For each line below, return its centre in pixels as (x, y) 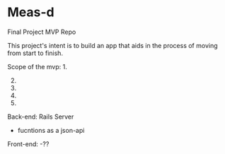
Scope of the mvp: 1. (37, 66)
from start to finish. (35, 53)
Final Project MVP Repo (42, 32)
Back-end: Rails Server (41, 117)
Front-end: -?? (28, 144)
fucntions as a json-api (51, 130)
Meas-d (31, 12)
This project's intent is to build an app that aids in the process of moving (112, 45)
